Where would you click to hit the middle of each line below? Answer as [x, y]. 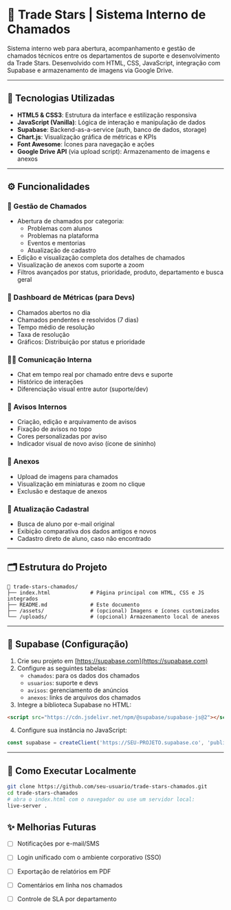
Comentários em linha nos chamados [70, 885]
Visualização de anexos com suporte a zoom [80, 265]
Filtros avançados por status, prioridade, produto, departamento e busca [120, 272]
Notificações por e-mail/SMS [58, 844]
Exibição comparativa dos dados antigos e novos [87, 531]
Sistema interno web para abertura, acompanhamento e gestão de [101, 48]
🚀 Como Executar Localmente [72, 771]
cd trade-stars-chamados [43, 793]
